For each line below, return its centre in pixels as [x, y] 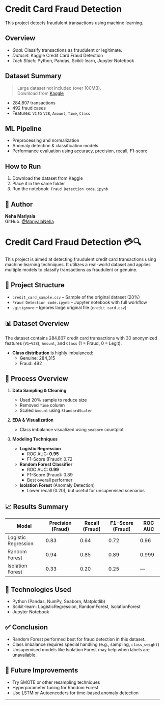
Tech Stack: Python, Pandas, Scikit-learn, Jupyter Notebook [73, 61]
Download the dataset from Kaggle [47, 178]
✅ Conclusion [27, 627]
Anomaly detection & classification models [55, 146]
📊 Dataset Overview [37, 324]
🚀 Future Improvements [42, 670]
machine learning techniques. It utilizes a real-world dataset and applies [78, 264]
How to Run [23, 166]
